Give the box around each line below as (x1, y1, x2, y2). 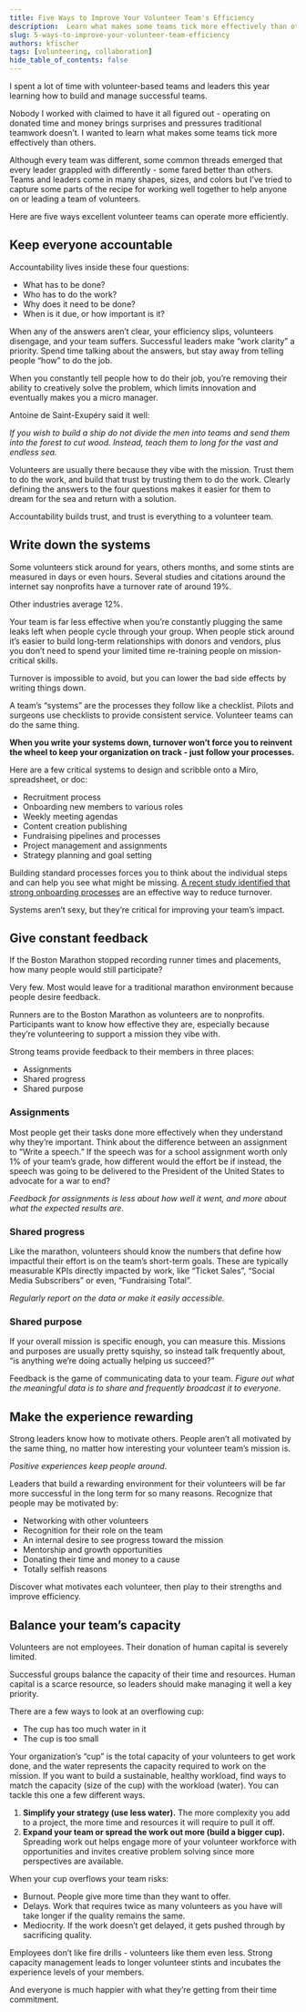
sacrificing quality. (22, 1929, 93, 1940)
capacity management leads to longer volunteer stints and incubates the (9, 1956, 281, 1967)
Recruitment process (22, 792, 102, 802)
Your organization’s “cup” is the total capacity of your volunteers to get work (9, 1751, 296, 1762)
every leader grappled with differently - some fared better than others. (9, 165, 274, 175)
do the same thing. (9, 719, 80, 730)
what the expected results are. (9, 1202, 125, 1213)
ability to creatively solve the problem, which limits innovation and (9, 382, 257, 393)
